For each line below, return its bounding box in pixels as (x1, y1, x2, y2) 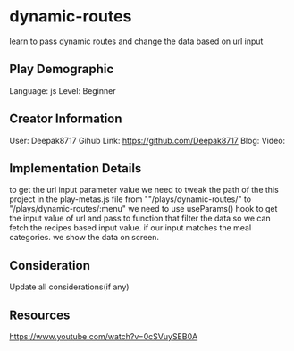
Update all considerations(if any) (9, 281, 130, 292)
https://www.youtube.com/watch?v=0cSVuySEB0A (9, 331, 198, 341)
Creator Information (9, 112, 122, 127)
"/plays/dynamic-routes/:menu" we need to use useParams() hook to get (9, 204, 278, 214)
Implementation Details (9, 161, 142, 176)
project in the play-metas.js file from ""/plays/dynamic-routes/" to (9, 194, 252, 205)
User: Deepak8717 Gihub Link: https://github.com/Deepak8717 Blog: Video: (9, 135, 286, 146)
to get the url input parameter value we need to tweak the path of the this (9, 185, 279, 196)
